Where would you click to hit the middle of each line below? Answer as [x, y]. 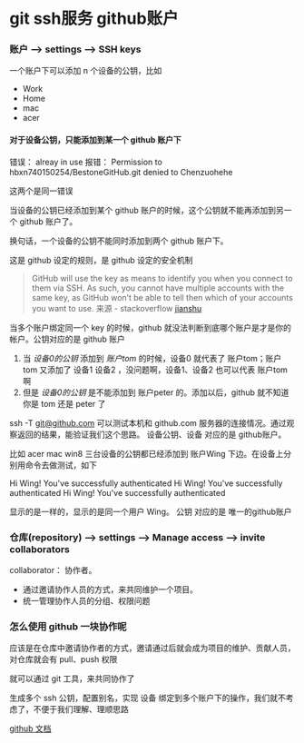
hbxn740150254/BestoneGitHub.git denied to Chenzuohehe [121, 172]
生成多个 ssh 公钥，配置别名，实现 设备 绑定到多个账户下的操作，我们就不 [147, 698]
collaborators [39, 549]
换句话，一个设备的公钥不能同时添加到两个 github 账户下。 [119, 241]
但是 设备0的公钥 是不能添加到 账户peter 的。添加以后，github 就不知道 [156, 392]
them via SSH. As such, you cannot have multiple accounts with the [158, 288]
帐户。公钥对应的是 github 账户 [67, 339]
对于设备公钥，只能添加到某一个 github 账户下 [95, 140]
